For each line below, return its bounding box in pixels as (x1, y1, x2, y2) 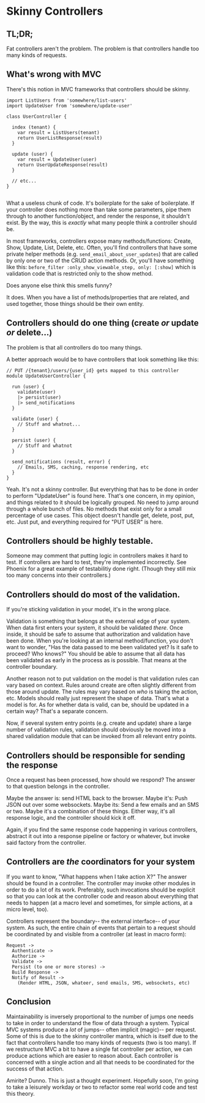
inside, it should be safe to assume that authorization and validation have (6, 630, 190, 638)
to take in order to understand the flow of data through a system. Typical (6, 1019, 190, 1026)
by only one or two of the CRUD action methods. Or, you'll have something (6, 256, 195, 264)
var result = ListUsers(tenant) (17, 129, 100, 135)
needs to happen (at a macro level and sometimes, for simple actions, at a (6, 899, 193, 906)
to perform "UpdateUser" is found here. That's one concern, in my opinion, (6, 492, 196, 499)
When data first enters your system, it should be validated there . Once (6, 624, 184, 632)
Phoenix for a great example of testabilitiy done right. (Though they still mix (6, 565, 196, 573)
